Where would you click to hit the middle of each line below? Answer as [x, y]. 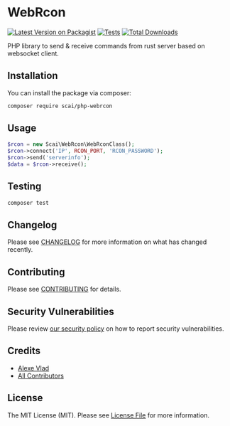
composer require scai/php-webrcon [60, 106]
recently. [20, 250]
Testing [24, 187]
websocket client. [33, 53]
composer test [28, 203]
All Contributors [40, 376]
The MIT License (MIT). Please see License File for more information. [108, 415]
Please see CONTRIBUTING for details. [65, 289]
